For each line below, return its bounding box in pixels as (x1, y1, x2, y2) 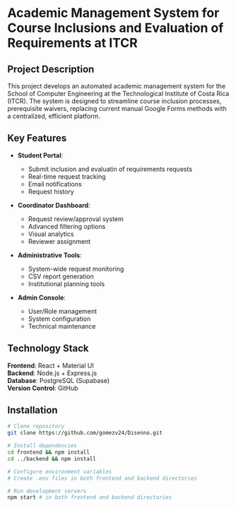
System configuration (28, 314, 91, 323)
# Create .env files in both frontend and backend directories (7, 475, 198, 482)
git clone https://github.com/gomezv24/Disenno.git (7, 430, 163, 437)
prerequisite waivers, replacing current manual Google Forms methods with (7, 105, 228, 112)
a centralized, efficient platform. (7, 112, 100, 120)
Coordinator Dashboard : (17, 201, 90, 209)
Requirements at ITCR (7, 35, 138, 51)
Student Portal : (17, 150, 64, 160)
